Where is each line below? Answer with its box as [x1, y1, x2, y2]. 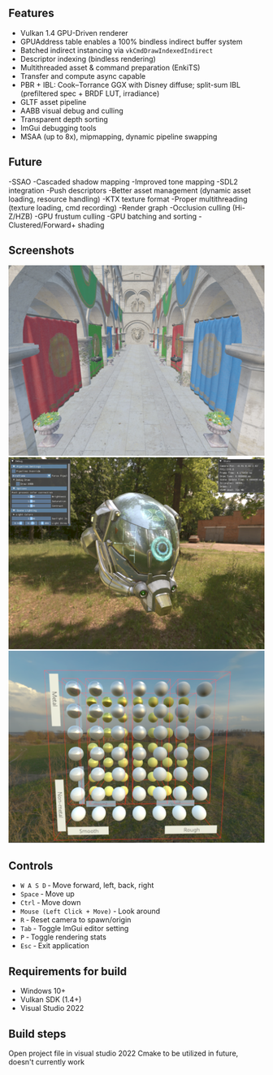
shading [77, 219, 105, 230]
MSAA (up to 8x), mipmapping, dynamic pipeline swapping [19, 132, 218, 141]
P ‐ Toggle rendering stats [19, 932, 107, 942]
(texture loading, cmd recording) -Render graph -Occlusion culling [8, 202, 231, 212]
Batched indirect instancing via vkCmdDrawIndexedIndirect [19, 45, 214, 55]
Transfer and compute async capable [19, 71, 146, 80]
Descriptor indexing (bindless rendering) [19, 54, 156, 63]
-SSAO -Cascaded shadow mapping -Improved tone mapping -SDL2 [8, 176, 238, 186]
